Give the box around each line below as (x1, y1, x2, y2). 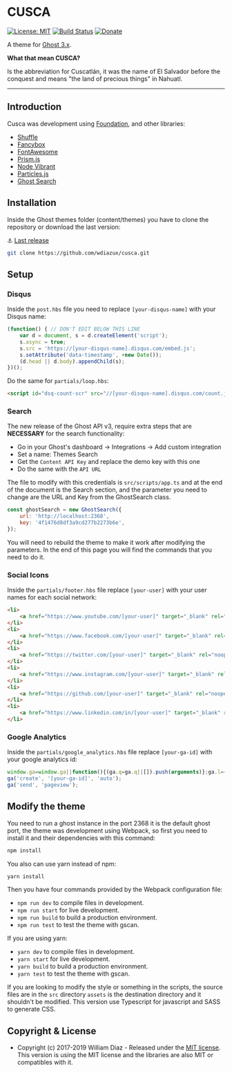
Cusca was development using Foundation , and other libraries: (7, 119, 185, 128)
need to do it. (7, 552, 45, 561)
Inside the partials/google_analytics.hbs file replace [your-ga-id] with (7, 748, 213, 756)
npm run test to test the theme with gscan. (17, 921, 139, 929)
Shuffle (17, 133, 38, 141)
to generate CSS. (7, 1005, 56, 1014)
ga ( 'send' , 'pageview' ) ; (7, 782, 79, 789)
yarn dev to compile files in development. (17, 948, 135, 956)
